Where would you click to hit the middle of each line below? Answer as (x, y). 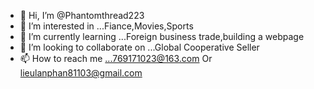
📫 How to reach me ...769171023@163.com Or (116, 58)
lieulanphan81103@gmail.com (81, 73)
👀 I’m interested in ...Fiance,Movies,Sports (106, 26)
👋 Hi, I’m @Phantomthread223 (82, 15)
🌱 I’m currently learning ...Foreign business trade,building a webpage (162, 36)
